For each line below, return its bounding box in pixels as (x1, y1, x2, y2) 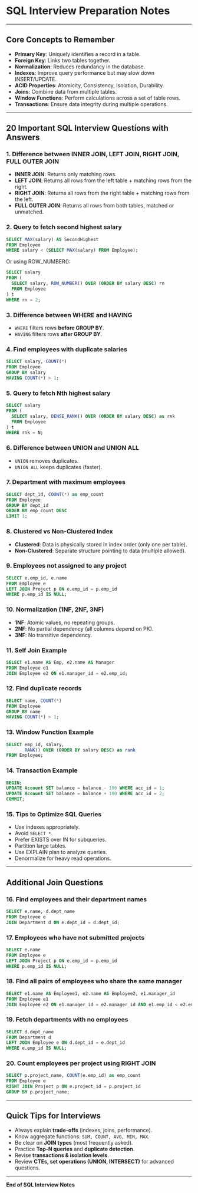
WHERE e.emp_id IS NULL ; (6, 1045, 67, 1052)
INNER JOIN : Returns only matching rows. (14, 171, 117, 178)
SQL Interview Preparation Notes (6, 4, 170, 18)
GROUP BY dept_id (6, 502, 49, 508)
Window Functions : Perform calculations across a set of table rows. (14, 94, 181, 101)
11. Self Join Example (6, 646, 67, 654)
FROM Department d (6, 1034, 51, 1040)
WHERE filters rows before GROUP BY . (14, 324, 104, 331)
